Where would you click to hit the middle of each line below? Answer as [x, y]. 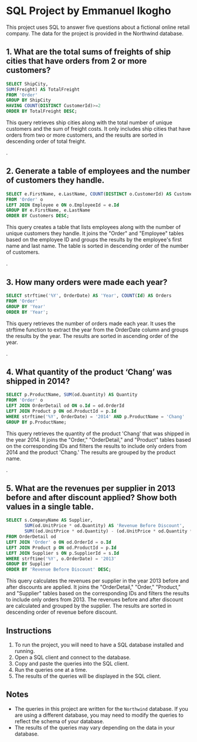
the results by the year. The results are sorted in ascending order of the [92, 336]
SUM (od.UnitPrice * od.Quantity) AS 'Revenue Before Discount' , [104, 526]
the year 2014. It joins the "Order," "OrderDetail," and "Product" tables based [98, 439]
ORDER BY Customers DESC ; [38, 216]
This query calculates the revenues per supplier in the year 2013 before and [98, 581]
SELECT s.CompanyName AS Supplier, [50, 520]
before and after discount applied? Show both [91, 497]
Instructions [29, 630]
